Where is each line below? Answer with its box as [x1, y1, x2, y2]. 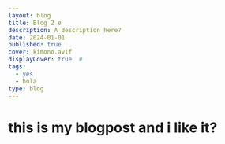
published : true [8, 41, 62, 49]
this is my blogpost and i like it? [8, 119, 218, 136]
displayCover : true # [8, 56, 83, 64]
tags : [8, 63, 26, 71]
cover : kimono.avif [8, 48, 73, 56]
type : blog [8, 84, 44, 93]
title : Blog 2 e [8, 19, 62, 27]
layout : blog [8, 11, 51, 20]
